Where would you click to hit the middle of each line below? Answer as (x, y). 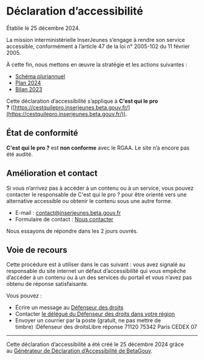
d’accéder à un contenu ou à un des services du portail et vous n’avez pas (99, 277)
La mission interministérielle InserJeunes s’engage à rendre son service (96, 40)
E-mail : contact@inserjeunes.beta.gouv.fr (68, 213)
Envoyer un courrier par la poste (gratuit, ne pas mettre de (88, 320)
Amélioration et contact (52, 174)
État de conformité (42, 133)
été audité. (20, 154)
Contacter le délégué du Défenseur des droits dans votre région (95, 314)
